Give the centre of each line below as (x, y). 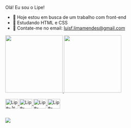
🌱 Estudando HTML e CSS (40, 23)
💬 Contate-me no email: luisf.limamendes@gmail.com (69, 28)
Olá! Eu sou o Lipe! (25, 7)
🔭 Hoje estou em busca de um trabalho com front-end (69, 17)
